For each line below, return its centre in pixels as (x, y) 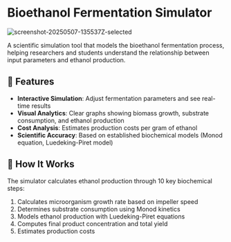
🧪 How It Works (41, 164)
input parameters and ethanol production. (66, 59)
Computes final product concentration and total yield (92, 223)
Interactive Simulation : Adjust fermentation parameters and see (109, 98)
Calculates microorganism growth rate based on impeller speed (108, 201)
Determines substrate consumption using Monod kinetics (99, 209)
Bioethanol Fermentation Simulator (110, 13)
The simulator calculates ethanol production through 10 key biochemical (110, 180)
